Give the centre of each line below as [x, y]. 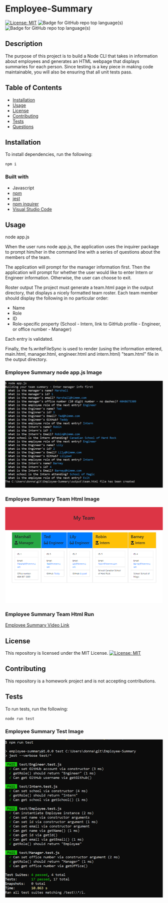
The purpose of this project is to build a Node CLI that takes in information [81, 56]
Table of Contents [34, 88]
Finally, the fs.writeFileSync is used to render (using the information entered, [84, 349]
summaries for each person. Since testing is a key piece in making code [79, 66]
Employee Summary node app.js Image [54, 372]
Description [24, 44]
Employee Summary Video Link [37, 625]
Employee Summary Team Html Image [52, 499]
